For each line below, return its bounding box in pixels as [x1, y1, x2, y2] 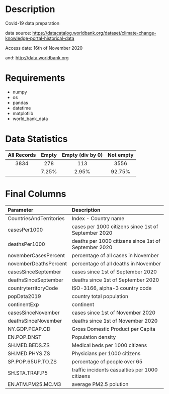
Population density [71, 333, 116, 340]
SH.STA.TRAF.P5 [8, 369, 48, 376]
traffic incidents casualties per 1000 [71, 366, 158, 373]
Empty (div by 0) [62, 151, 103, 158]
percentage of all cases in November [71, 252, 159, 259]
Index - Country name [71, 215, 125, 222]
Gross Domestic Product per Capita [71, 325, 156, 332]
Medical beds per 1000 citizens [71, 342, 147, 349]
